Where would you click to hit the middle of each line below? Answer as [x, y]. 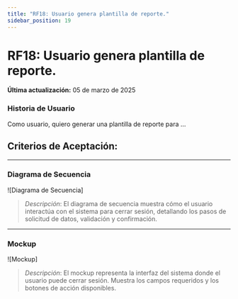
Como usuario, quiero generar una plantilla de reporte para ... [97, 124]
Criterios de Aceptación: [63, 146]
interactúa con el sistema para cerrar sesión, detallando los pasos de [125, 211]
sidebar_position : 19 [39, 21]
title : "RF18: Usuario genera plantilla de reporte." [89, 14]
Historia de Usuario [41, 108]
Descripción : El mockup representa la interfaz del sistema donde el [123, 273]
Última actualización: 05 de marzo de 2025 [72, 90]
